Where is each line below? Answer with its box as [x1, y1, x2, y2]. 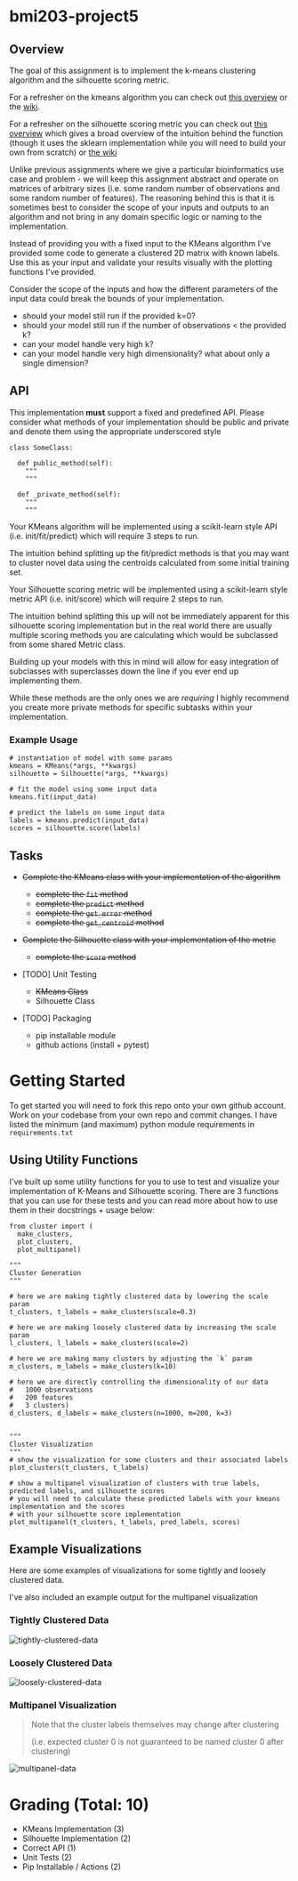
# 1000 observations [9, 1385, 93, 1394]
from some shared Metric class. [9, 639, 126, 650]
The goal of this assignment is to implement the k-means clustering [9, 65, 256, 76]
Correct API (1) [21, 1843, 77, 1853]
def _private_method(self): [17, 489, 122, 499]
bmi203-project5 [9, 6, 140, 27]
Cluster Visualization [9, 1440, 93, 1449]
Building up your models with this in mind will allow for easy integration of [9, 656, 279, 666]
